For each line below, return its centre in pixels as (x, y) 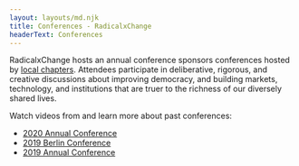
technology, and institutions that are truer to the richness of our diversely (146, 89)
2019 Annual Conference (69, 152)
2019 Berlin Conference (67, 143)
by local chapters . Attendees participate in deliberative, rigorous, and (139, 69)
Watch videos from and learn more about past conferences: (121, 116)
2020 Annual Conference (70, 134)
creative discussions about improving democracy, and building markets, (144, 79)
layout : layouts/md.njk (54, 18)
